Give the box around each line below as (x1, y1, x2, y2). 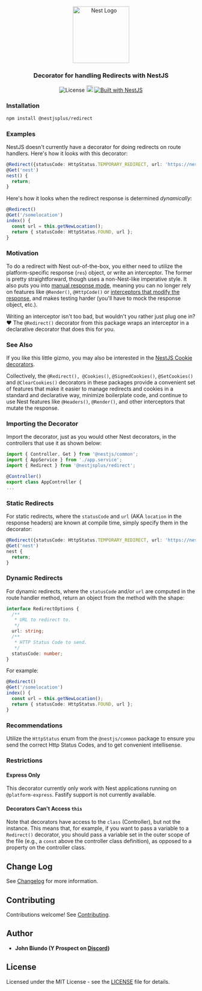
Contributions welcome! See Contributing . (6, 911, 110, 918)
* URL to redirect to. (14, 617, 71, 623)
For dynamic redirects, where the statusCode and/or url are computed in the (6, 587, 195, 594)
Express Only (6, 771, 41, 779)
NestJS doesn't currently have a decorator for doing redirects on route (6, 143, 182, 150)
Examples (6, 130, 36, 138)
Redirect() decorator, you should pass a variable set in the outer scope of (6, 831, 191, 838)
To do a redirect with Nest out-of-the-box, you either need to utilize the (6, 263, 183, 270)
